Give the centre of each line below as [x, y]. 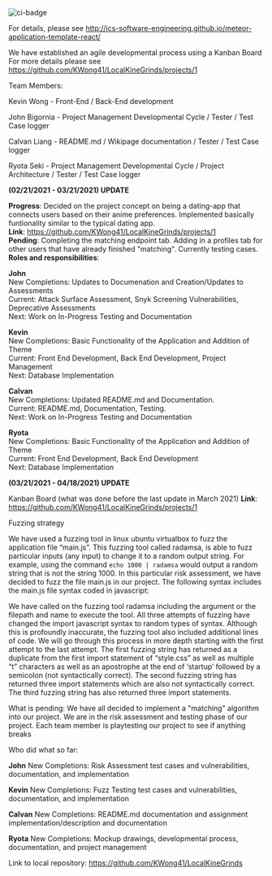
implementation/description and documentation [88, 823]
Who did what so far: [43, 750]
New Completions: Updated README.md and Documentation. [112, 399]
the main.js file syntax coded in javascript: [79, 590]
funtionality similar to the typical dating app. [82, 223]
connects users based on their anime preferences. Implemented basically [131, 214]
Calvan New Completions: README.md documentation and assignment [128, 814]
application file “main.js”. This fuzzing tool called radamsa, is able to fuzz [131, 547]
